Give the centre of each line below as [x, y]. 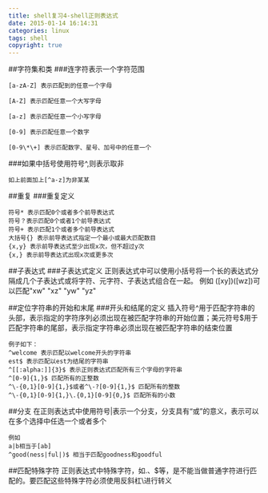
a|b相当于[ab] [30, 447]
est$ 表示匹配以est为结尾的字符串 [58, 362]
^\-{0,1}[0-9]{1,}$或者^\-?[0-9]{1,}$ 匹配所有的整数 [94, 387]
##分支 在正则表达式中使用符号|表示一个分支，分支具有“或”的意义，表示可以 [134, 411]
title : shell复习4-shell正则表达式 [63, 16]
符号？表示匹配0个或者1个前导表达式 [60, 221]
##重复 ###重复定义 [42, 196]
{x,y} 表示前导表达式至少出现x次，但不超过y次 [76, 247]
